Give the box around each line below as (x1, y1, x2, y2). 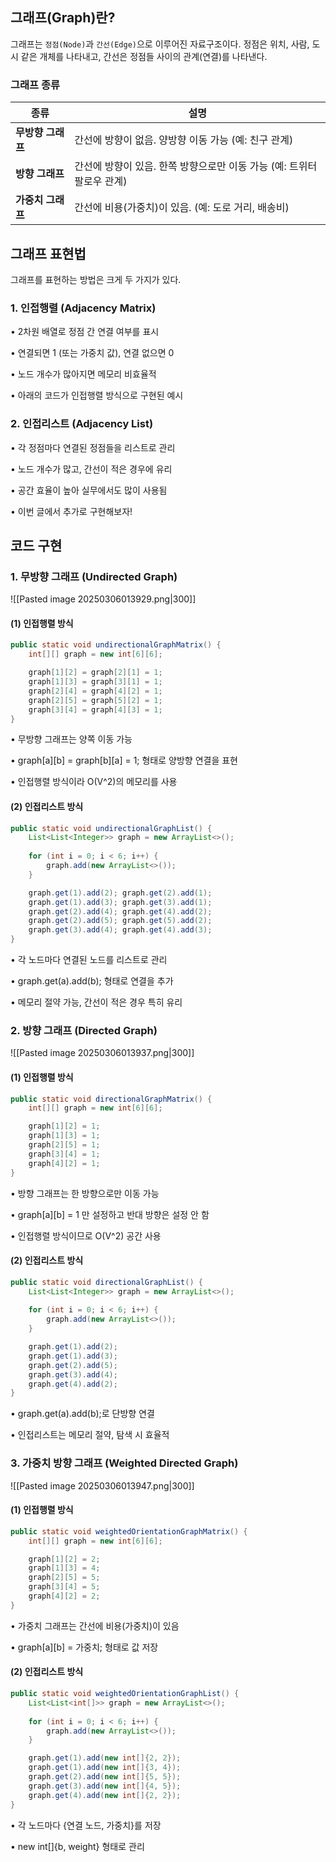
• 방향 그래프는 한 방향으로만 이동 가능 (10, 1187, 160, 1199)
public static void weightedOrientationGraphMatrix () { (10, 1526, 248, 1537)
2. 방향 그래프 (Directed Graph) (10, 1024, 158, 1038)
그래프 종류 (10, 78, 61, 92)
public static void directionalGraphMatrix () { (10, 1094, 213, 1104)
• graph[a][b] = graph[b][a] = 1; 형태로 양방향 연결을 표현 (10, 754, 238, 767)
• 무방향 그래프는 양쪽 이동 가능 (10, 733, 133, 745)
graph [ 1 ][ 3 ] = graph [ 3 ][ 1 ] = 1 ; (28, 677, 163, 687)
